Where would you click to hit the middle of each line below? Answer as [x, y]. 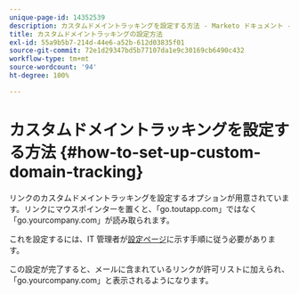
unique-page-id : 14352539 [57, 17]
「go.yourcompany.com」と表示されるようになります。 [111, 280]
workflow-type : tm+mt [49, 59]
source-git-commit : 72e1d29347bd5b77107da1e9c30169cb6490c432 [127, 51]
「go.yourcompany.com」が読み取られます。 [92, 220]
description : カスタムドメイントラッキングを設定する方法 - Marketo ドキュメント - [150, 26]
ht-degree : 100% [39, 76]
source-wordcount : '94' [53, 68]
